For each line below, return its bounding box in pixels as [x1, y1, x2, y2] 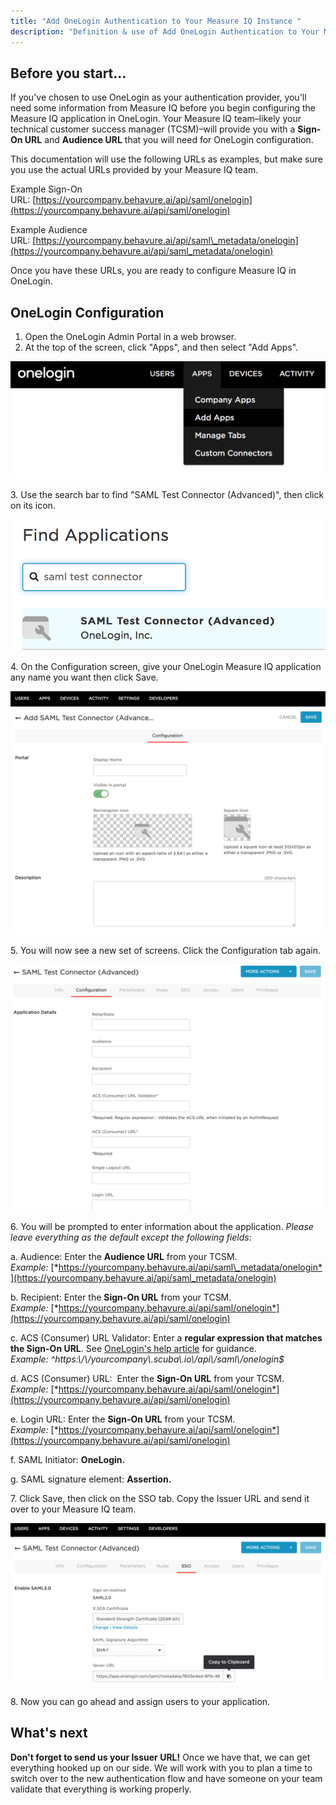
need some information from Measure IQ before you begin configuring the [10, 102, 316, 114]
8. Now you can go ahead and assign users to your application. [10, 1696, 271, 1708]
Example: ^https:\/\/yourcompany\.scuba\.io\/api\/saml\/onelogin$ [10, 1353, 285, 1365]
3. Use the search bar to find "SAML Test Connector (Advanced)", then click [10, 489, 325, 501]
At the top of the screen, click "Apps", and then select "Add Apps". [24, 341, 299, 354]
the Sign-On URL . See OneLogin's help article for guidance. [10, 1343, 257, 1355]
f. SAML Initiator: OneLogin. [10, 1454, 126, 1466]
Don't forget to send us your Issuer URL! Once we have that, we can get [10, 1751, 311, 1763]
